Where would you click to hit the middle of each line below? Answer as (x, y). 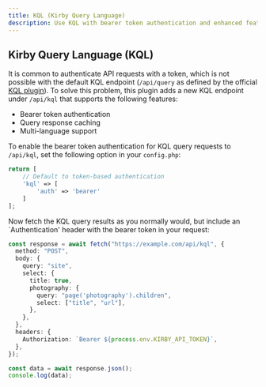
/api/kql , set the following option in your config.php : (95, 155)
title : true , (51, 280)
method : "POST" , (42, 251)
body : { (28, 259)
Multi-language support (58, 131)
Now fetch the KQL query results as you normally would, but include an (124, 221)
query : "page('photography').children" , (104, 295)
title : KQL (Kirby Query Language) (67, 15)
